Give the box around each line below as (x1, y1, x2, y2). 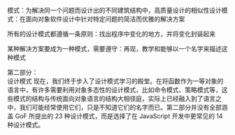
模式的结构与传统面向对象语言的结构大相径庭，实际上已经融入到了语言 (13, 94, 215, 103)
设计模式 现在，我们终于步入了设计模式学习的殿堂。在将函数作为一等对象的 (7, 77, 224, 85)
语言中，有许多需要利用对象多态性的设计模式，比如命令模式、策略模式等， (7, 86, 222, 94)
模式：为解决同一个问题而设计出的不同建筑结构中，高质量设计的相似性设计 (7, 6, 222, 14)
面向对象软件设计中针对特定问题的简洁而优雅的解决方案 (25, 15, 185, 23)
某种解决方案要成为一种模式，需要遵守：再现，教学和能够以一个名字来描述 (7, 45, 222, 52)
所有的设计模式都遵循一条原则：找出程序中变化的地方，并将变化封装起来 (7, 30, 215, 38)
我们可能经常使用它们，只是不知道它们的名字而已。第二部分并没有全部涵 (19, 104, 228, 111)
